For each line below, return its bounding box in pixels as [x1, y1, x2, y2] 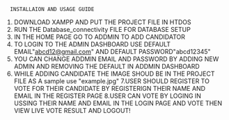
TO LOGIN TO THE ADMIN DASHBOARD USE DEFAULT [13, 40, 171, 48]
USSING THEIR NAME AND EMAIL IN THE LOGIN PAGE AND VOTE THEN [13, 99, 223, 107]
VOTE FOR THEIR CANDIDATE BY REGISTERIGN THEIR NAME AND [13, 85, 206, 92]
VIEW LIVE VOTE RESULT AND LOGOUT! [13, 107, 131, 114]
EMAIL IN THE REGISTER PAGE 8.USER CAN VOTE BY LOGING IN [13, 92, 202, 100]
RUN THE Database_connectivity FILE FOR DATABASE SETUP [13, 26, 191, 33]
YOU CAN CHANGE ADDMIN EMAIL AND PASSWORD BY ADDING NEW [13, 55, 219, 63]
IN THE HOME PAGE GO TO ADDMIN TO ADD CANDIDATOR [13, 33, 186, 41]
